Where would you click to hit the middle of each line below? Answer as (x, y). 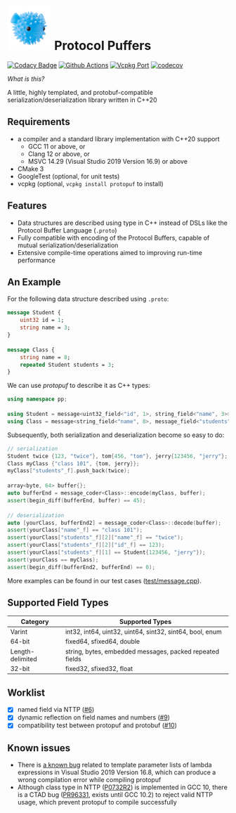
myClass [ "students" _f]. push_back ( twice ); (69, 471)
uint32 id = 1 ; (42, 320)
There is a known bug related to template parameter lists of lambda (114, 765)
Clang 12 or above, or (59, 154)
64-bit (20, 642)
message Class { (31, 350)
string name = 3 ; (45, 328)
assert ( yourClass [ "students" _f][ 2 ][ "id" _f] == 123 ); (86, 545)
